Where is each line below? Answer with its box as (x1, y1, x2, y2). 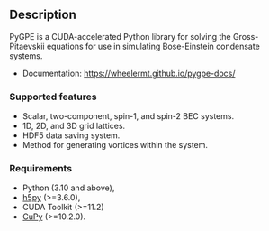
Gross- (232, 31, 259, 42)
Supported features (9, 90, 97, 103)
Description (9, 7, 76, 23)
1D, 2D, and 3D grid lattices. (22, 121, 126, 132)
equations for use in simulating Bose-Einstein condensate (46, 41, 261, 51)
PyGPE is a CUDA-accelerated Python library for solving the (9, 31, 231, 42)
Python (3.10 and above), (22, 182, 115, 193)
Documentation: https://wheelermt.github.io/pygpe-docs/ (22, 68, 236, 79)
